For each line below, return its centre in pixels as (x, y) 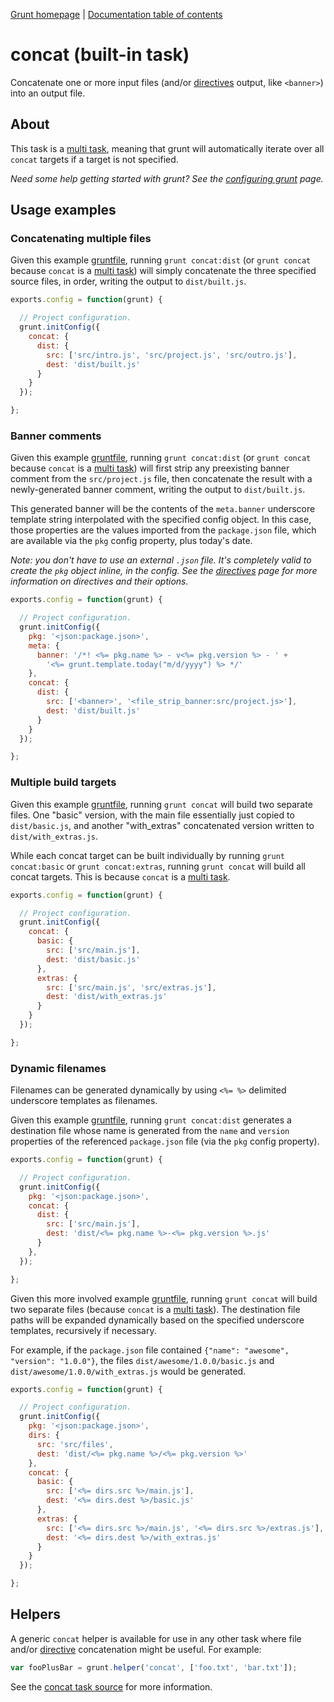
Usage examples (63, 210)
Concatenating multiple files (81, 239)
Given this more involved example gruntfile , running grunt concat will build (164, 1298)
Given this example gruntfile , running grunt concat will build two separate (161, 804)
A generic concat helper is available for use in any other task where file (156, 1638)
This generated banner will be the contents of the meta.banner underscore (163, 509)
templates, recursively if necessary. (83, 1330)
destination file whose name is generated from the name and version (150, 1131)
